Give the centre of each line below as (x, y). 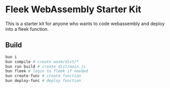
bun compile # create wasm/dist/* (42, 62)
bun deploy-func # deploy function (43, 81)
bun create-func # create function (43, 76)
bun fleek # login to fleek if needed (47, 71)
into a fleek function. (27, 29)
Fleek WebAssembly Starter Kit (73, 9)
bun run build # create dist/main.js (46, 67)
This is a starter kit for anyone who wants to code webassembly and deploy (85, 24)
